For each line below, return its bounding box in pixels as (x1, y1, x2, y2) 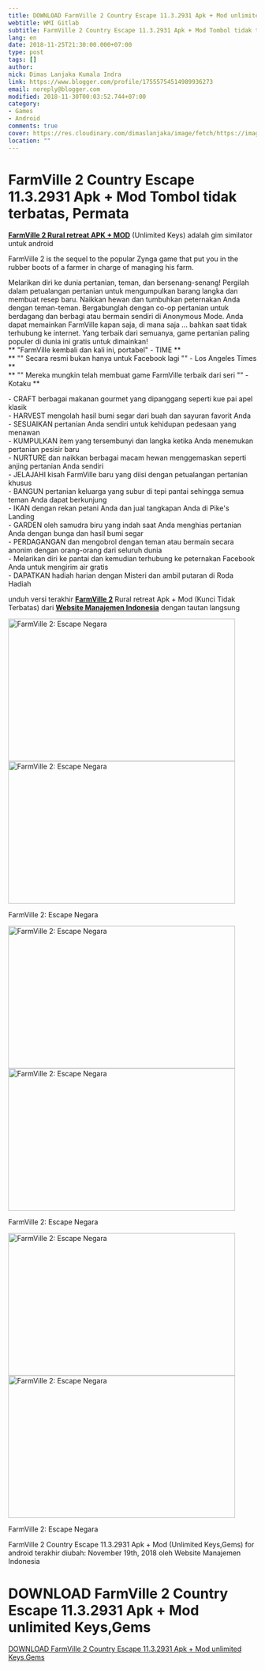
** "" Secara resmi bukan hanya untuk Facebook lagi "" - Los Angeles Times (8, 354, 257, 363)
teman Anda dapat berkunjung (8, 495, 107, 505)
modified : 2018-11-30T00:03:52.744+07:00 (8, 93, 147, 101)
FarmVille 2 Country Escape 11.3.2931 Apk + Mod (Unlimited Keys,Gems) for (8, 1540, 255, 1550)
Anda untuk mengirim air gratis (8, 563, 109, 572)
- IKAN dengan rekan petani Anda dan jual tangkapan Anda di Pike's (8, 503, 230, 513)
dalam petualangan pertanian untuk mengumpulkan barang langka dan (8, 287, 238, 296)
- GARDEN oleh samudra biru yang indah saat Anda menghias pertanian (8, 520, 242, 530)
